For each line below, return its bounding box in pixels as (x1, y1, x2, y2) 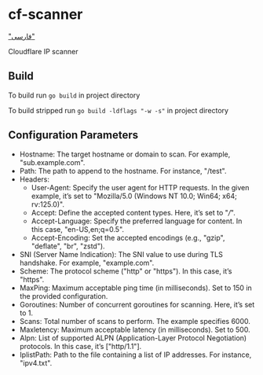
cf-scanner (8, 6, 83, 24)
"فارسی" (8, 31, 35, 41)
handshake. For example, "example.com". (19, 258, 155, 267)
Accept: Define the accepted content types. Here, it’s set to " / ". (31, 208, 236, 217)
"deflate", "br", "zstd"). (31, 241, 105, 251)
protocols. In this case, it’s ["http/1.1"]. (19, 341, 142, 351)
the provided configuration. (19, 291, 108, 300)
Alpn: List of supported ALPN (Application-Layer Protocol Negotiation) (19, 333, 247, 343)
